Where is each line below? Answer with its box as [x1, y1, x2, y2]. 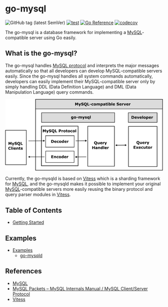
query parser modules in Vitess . [5, 191, 71, 198]
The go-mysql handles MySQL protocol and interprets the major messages [5, 62, 159, 68]
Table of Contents [5, 206, 62, 214]
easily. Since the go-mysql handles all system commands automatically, [5, 73, 153, 79]
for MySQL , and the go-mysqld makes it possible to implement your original [5, 181, 161, 187]
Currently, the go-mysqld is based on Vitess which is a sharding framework [5, 176, 160, 182]
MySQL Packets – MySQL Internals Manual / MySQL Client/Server [12, 285, 148, 291]
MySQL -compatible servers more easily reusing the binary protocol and [5, 186, 153, 192]
